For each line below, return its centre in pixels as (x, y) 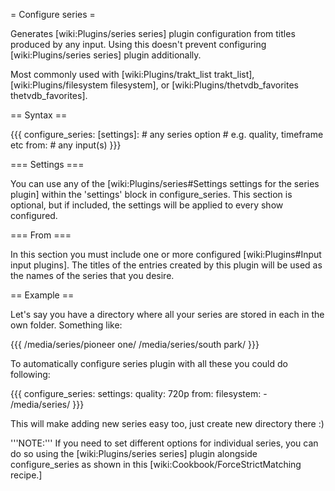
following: (30, 374)
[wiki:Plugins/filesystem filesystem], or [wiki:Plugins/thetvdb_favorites (155, 85)
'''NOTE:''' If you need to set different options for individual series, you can (164, 443)
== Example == (42, 295)
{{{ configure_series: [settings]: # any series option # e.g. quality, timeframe (167, 134)
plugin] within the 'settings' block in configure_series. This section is (151, 194)
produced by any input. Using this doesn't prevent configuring (138, 44)
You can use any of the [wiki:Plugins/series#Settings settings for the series (165, 183)
